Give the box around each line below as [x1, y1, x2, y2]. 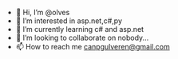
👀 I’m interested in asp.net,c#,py [15, 16, 122, 26]
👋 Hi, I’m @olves [15, 8, 70, 17]
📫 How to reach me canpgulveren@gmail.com [15, 42, 170, 51]
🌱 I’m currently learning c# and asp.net [15, 25, 144, 33]
